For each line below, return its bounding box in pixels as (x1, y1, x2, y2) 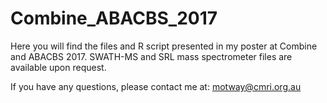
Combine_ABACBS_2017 (10, 7, 218, 30)
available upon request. (10, 61, 107, 73)
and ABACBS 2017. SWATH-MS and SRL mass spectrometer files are (10, 50, 293, 62)
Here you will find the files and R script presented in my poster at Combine (10, 40, 318, 52)
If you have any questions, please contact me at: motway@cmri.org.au (10, 80, 302, 92)
